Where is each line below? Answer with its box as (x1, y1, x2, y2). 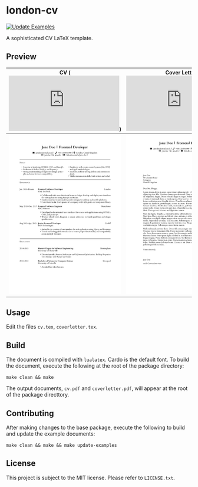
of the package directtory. (6, 391, 70, 398)
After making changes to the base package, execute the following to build (6, 424, 186, 431)
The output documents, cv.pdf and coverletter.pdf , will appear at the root (6, 385, 188, 392)
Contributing (6, 408, 54, 418)
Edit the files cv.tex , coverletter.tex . (6, 323, 98, 330)
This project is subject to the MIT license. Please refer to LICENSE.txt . (6, 474, 175, 481)
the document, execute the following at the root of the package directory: (6, 362, 184, 369)
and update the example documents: (6, 430, 95, 437)
